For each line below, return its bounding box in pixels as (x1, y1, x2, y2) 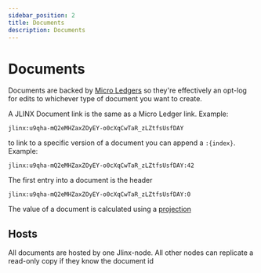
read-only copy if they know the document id (8, 257, 154, 266)
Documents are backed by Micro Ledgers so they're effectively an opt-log (8, 86, 247, 95)
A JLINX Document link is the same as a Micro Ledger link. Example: (8, 109, 229, 118)
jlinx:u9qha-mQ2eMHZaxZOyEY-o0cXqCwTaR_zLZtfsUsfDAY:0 (8, 191, 191, 198)
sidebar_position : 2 (8, 11, 76, 20)
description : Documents (8, 26, 86, 34)
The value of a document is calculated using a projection (8, 205, 192, 214)
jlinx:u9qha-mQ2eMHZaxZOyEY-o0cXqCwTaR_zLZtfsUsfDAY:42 (8, 162, 194, 169)
